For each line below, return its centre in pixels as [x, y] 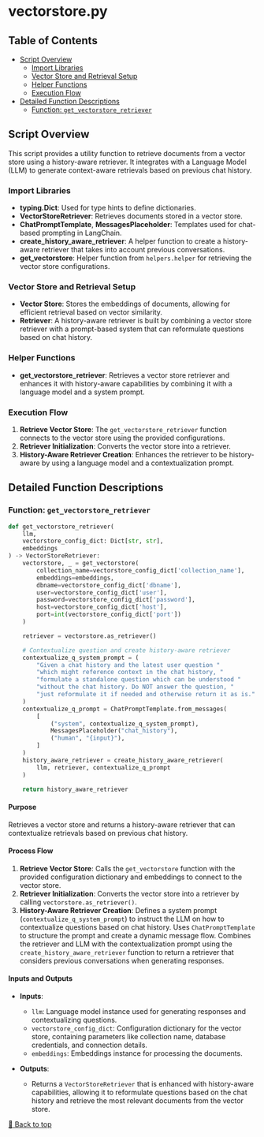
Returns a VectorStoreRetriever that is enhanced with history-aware [143, 1084]
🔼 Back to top [30, 1124]
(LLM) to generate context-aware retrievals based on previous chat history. [130, 170]
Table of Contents [53, 41]
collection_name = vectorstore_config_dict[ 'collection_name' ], [141, 570]
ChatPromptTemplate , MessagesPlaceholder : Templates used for [128, 225]
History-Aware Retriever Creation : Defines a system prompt [118, 910]
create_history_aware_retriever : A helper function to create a [120, 241]
